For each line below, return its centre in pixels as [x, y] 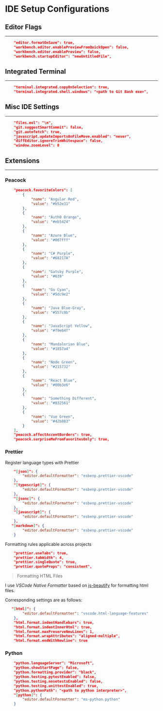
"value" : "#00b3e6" [50, 385]
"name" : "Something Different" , [64, 399]
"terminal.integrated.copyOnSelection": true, [62, 87]
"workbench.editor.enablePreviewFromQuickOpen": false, [72, 47]
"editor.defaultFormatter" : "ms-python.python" [71, 700]
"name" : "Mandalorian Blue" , [60, 344]
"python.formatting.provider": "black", [55, 673]
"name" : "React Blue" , [54, 380]
